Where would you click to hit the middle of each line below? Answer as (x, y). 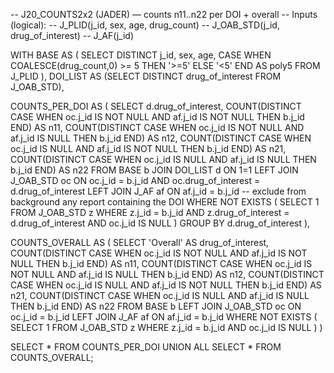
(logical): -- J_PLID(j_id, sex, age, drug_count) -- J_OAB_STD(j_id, (145, 25)
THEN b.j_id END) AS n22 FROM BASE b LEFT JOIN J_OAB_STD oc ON (156, 306)
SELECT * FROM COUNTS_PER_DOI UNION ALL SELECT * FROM (146, 347)
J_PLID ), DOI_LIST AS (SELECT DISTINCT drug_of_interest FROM (146, 76)
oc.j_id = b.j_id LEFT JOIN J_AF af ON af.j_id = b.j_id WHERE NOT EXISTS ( (164, 317)
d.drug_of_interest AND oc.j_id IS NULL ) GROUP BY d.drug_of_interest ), (160, 223)
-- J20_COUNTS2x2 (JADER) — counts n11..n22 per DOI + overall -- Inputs (164, 14)
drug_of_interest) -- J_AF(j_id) (72, 35)
